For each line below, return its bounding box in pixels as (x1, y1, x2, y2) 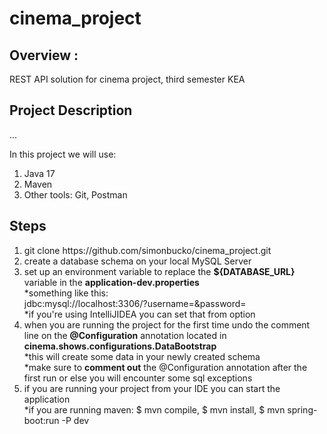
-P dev (61, 414, 90, 426)
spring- (287, 403, 318, 416)
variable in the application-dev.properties (23, 276, 200, 288)
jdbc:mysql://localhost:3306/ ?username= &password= (23, 297, 247, 309)
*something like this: (23, 287, 109, 299)
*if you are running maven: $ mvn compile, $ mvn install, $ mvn (23, 403, 286, 416)
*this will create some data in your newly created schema (23, 350, 261, 362)
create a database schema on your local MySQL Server (23, 255, 252, 267)
